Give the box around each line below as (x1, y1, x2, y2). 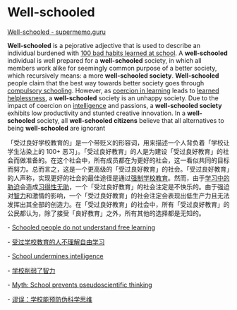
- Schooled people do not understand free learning (7, 223, 156, 232)
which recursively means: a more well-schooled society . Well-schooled (7, 71, 219, 80)
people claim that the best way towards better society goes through (7, 78, 205, 87)
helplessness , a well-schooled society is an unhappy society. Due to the (7, 93, 219, 102)
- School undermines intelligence (7, 251, 104, 260)
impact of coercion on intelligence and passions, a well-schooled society (7, 101, 222, 109)
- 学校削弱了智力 (7, 266, 56, 275)
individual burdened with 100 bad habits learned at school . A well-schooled (7, 49, 228, 57)
